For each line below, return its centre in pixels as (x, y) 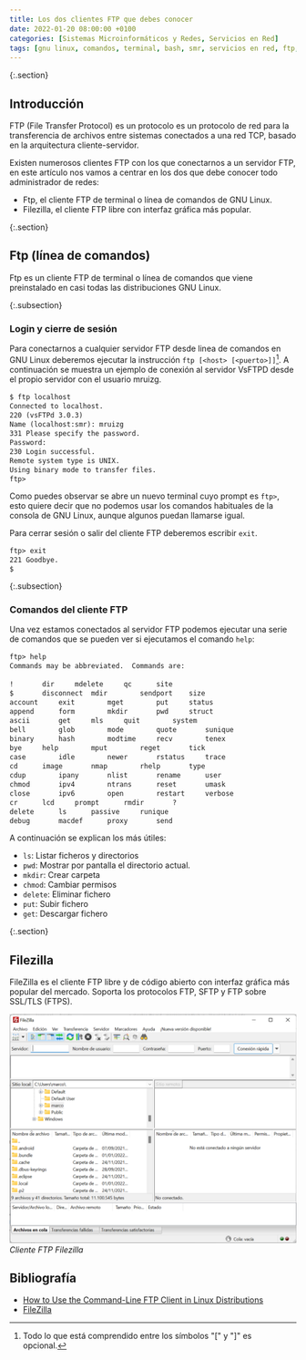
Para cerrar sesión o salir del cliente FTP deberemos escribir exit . (133, 532)
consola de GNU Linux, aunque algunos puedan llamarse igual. (127, 515)
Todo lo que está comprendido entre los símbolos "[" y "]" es (137, 1336)
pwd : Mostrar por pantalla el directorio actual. (107, 865)
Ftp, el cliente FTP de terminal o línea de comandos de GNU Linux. (148, 200)
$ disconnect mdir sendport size (107, 694)
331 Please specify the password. (75, 433)
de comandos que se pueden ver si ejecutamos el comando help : (132, 639)
